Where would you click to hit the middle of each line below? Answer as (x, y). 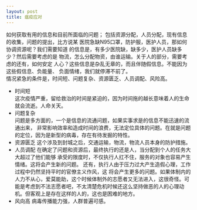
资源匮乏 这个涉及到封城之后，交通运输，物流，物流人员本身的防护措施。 (103, 142)
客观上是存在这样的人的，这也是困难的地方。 (84, 194)
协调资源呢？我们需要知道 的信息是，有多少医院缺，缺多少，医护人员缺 (91, 49)
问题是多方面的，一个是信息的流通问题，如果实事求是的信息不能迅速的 (99, 120)
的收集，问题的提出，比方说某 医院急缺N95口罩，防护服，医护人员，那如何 (97, 42)
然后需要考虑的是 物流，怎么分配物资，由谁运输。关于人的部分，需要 (99, 56)
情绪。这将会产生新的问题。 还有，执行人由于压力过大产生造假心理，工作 (103, 164)
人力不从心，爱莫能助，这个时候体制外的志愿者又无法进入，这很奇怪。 (99, 179)
